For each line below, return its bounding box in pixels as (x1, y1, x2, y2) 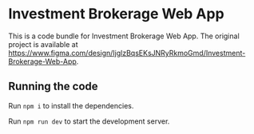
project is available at (8, 39, 78, 49)
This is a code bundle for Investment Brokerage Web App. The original (8, 31, 240, 41)
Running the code (8, 80, 98, 93)
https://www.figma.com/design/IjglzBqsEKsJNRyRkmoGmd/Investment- (8, 48, 246, 57)
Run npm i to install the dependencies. (8, 100, 134, 110)
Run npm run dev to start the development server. (8, 116, 170, 126)
